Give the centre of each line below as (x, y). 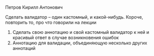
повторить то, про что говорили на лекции (51, 22)
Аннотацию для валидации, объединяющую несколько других (80, 43)
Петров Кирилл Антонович (34, 7)
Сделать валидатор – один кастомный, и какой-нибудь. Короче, (74, 17)
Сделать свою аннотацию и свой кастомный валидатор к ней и (81, 32)
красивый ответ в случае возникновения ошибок (66, 38)
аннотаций (24, 48)
